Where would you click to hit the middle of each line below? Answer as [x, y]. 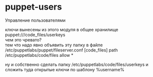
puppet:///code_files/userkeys [35, 35]
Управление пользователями [35, 20]
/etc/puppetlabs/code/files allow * [39, 55]
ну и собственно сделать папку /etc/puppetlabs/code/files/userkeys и [77, 64]
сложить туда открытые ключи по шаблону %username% [65, 69]
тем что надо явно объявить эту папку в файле [54, 45]
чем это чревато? [24, 39]
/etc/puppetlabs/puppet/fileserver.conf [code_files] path [61, 50]
